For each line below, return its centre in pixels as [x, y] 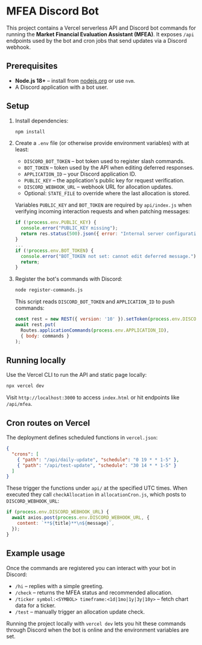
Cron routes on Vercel [48, 423]
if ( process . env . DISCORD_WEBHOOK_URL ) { [58, 512]
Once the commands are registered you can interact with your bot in [91, 568]
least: [22, 150]
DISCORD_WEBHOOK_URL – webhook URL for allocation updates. [98, 187]
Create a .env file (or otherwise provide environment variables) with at [102, 143]
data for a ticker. [35, 605]
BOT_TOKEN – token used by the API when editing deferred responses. [109, 168]
